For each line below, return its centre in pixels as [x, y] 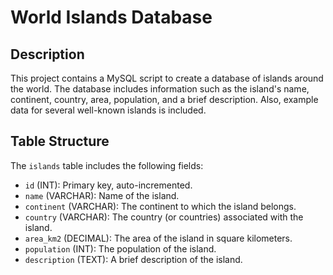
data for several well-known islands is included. [108, 110]
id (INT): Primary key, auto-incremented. [108, 185]
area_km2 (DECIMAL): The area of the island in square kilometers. [158, 238]
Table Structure [60, 141]
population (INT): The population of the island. [120, 248]
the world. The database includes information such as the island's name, [160, 89]
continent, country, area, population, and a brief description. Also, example [164, 99]
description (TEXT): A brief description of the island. [133, 259]
